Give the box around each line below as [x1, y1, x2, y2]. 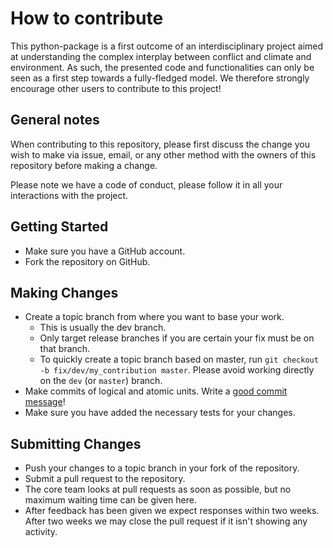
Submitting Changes [10, 435, 142, 452]
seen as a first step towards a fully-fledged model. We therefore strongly [10, 72, 310, 84]
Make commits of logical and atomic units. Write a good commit [24, 385, 288, 397]
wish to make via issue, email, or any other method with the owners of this [10, 148, 317, 161]
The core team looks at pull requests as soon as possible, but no [24, 483, 292, 496]
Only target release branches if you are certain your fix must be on [39, 332, 315, 344]
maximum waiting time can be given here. [24, 494, 197, 506]
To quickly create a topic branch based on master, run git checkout [39, 353, 319, 366]
